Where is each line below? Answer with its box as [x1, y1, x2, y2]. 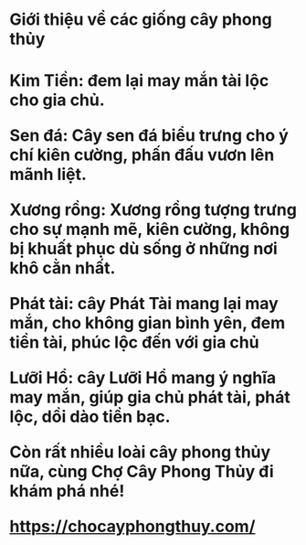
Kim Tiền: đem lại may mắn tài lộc [9, 70, 269, 91]
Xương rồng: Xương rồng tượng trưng [9, 199, 297, 220]
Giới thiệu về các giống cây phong [9, 9, 272, 30]
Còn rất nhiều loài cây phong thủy [9, 442, 271, 463]
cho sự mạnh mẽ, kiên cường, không [9, 219, 290, 240]
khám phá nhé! [9, 481, 125, 502]
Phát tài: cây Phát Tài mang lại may [9, 294, 279, 315]
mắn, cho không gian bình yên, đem [9, 313, 286, 334]
